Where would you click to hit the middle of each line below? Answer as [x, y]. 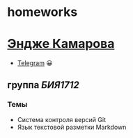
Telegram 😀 [35, 63]
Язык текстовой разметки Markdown [72, 127]
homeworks [42, 12]
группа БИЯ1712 [44, 85]
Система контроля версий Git [62, 119]
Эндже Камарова [61, 44]
